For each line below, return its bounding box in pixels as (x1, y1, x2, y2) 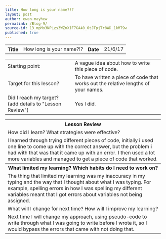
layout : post (5, 12, 32, 17)
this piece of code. (75, 66, 118, 72)
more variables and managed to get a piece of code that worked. (7, 155, 158, 162)
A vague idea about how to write (75, 60, 150, 66)
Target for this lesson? (7, 80, 59, 87)
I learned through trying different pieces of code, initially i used (7, 137, 154, 143)
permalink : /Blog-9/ (5, 21, 48, 26)
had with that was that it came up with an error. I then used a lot (7, 149, 155, 156)
